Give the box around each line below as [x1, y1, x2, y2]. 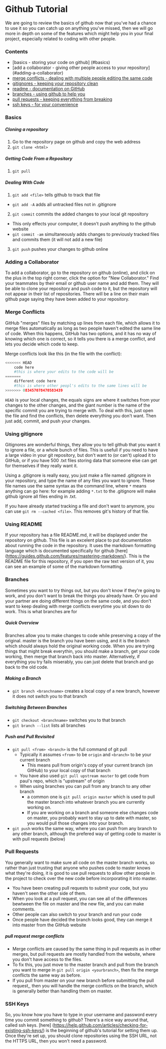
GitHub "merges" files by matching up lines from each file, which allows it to [5, 320, 161, 326]
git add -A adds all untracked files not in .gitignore [12, 202, 117, 208]
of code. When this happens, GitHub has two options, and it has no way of [5, 330, 157, 336]
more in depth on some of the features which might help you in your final [5, 30, 154, 36]
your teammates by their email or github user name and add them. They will [5, 280, 159, 286]
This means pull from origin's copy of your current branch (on [27, 762, 153, 768]
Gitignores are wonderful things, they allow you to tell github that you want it [5, 442, 161, 448]
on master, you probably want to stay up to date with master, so [27, 815, 157, 821]
